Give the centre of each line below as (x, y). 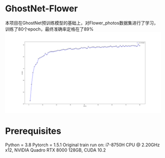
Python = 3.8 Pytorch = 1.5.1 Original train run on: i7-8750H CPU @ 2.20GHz (82, 145)
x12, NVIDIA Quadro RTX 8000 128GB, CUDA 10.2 (56, 150)
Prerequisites (33, 131)
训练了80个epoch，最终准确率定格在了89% (49, 29)
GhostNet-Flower (41, 9)
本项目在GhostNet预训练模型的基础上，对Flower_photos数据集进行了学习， (82, 23)
